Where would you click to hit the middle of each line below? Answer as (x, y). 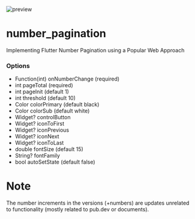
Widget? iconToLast (39, 143)
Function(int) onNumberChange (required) (67, 79)
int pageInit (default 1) (42, 92)
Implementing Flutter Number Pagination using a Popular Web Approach (95, 50)
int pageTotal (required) (44, 85)
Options (18, 66)
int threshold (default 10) (45, 98)
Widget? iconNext (37, 137)
